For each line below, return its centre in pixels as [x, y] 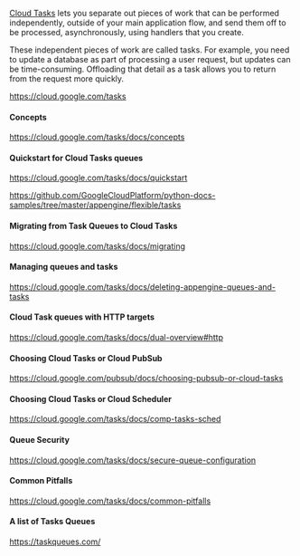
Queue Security [40, 440]
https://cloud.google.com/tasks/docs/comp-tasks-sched [115, 419]
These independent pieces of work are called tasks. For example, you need [150, 50]
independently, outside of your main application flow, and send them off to [148, 23]
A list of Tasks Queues [52, 522]
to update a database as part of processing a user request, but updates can [150, 59]
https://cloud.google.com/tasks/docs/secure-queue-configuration [133, 460]
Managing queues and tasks [64, 267]
